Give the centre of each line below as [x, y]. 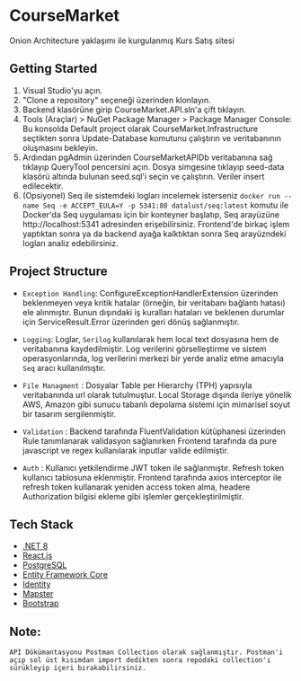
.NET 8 [35, 546]
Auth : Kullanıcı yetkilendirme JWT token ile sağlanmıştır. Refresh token [153, 467]
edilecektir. [43, 186]
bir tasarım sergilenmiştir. [69, 413]
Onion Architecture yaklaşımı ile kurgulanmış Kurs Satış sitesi [122, 40]
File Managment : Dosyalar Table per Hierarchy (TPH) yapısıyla [137, 385]
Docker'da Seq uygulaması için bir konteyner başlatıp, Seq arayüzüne [151, 214]
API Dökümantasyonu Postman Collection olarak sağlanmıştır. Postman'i [146, 652]
